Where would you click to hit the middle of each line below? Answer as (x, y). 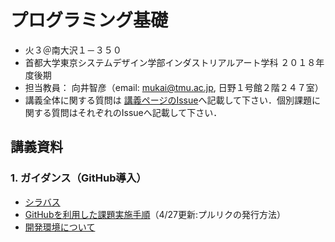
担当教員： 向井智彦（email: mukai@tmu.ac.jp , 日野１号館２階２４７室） (174, 87)
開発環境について (60, 227)
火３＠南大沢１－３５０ (73, 50)
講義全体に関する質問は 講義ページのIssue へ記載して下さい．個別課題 (168, 100)
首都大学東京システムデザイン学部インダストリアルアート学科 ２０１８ (170, 62)
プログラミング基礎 (89, 20)
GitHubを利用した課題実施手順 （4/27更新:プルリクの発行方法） (155, 214)
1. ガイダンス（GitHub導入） (78, 178)
